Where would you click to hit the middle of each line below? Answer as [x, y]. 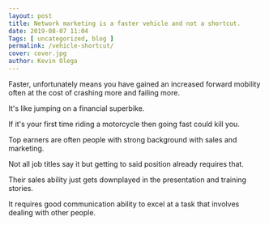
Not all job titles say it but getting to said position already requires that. [126, 163]
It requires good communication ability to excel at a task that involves [124, 204]
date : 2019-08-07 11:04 [49, 31]
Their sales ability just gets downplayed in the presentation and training [128, 180]
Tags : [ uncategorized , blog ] [61, 38]
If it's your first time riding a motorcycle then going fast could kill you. [124, 124]
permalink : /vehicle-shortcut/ [61, 46]
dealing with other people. [52, 212]
